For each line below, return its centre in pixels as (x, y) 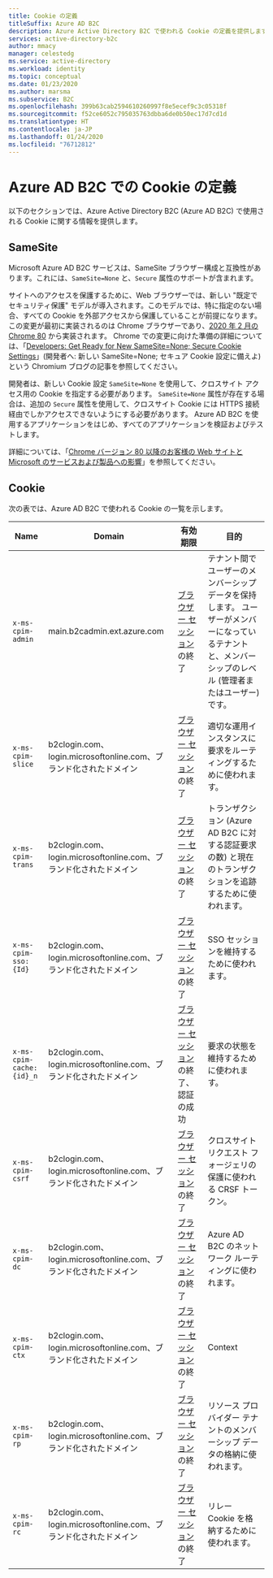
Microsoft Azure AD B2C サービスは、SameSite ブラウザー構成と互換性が (131, 268)
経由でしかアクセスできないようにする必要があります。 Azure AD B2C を (130, 414)
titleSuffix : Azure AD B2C (54, 24)
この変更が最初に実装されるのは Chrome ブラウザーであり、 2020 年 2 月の (133, 326)
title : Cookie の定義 (43, 16)
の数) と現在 (231, 857)
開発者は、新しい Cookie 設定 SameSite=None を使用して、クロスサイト (126, 384)
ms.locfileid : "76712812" (52, 144)
